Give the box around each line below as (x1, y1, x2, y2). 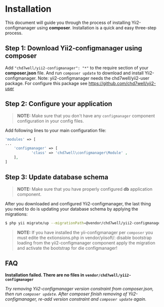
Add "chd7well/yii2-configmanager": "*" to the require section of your (5, 65, 149, 70)
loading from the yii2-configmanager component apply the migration (17, 240, 155, 245)
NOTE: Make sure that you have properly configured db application (17, 186, 153, 192)
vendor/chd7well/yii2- (85, 273, 131, 278)
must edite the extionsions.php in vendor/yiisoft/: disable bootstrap (17, 235, 152, 241)
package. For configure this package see (5, 80, 88, 86)
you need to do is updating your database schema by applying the (5, 206, 138, 212)
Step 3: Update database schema (5, 173, 108, 181)
